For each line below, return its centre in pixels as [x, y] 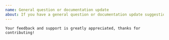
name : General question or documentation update [57, 10]
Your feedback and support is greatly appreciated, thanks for [73, 28]
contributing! [20, 32]
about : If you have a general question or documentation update [74, 14]
